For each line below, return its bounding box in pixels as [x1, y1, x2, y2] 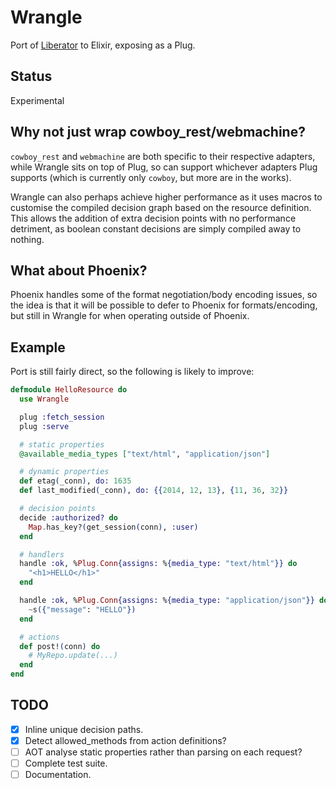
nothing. [10, 233, 45, 245]
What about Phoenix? [10, 262, 148, 279]
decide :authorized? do [19, 512, 118, 523]
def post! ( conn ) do [19, 641, 101, 651]
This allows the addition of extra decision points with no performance [10, 212, 297, 224]
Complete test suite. [24, 757, 108, 770]
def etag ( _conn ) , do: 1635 [19, 476, 132, 486]
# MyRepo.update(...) [28, 651, 118, 661]
